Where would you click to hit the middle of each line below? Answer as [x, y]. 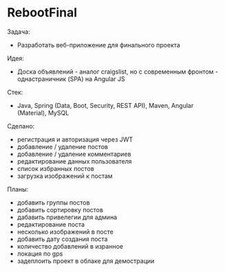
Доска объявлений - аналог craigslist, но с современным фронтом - [118, 71]
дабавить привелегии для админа [67, 217]
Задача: [19, 32]
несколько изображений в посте [65, 231]
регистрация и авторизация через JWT [75, 139]
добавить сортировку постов [60, 209]
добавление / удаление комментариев [74, 154]
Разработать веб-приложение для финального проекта [98, 45]
